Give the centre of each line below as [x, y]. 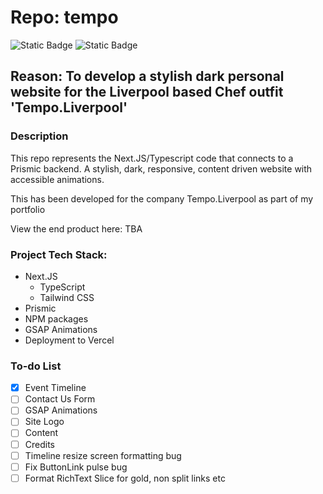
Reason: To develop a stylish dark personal [147, 76]
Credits [40, 444]
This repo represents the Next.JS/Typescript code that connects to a [152, 158]
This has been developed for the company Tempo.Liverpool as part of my [162, 198]
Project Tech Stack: [59, 254]
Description [39, 136]
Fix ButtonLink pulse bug [76, 467]
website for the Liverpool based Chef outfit [147, 92]
